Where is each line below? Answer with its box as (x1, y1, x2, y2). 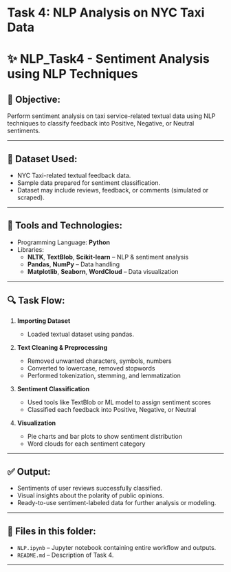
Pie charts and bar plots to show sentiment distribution (27, 432, 183, 440)
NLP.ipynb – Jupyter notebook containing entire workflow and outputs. (16, 544, 217, 552)
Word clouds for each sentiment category (27, 440, 146, 448)
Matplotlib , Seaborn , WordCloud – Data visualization (27, 267, 179, 275)
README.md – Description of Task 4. (16, 551, 114, 560)
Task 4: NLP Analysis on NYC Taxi (7, 5, 205, 21)
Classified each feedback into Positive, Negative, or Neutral (27, 405, 197, 413)
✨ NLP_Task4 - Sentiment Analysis (7, 51, 210, 67)
